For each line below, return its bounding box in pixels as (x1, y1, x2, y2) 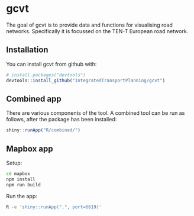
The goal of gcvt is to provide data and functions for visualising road (6, 21, 173, 28)
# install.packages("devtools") (6, 72, 86, 78)
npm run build (6, 182, 41, 188)
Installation (6, 45, 48, 55)
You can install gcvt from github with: (6, 60, 97, 67)
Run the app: (6, 192, 37, 199)
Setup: (6, 159, 22, 166)
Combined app (6, 94, 62, 104)
